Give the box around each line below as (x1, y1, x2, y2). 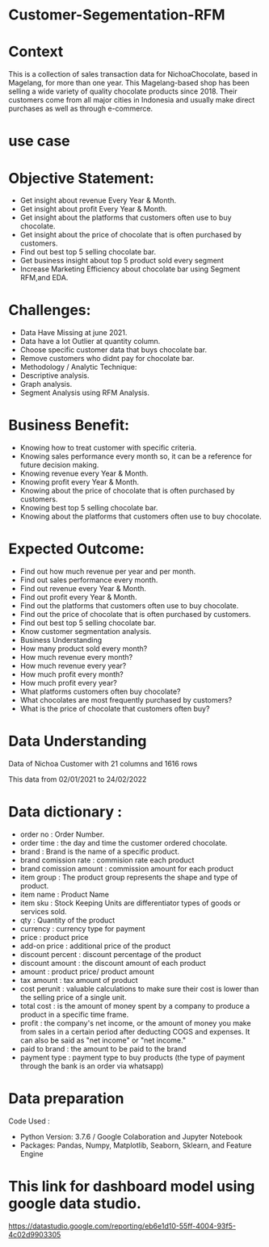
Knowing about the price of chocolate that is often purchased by (19, 486, 235, 496)
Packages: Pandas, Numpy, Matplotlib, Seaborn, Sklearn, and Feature (19, 1140, 252, 1150)
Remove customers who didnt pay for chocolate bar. (19, 354, 195, 363)
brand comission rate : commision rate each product (19, 854, 195, 865)
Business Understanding (19, 636, 103, 645)
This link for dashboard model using (8, 1178, 255, 1196)
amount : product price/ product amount (19, 967, 155, 976)
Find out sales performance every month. (19, 575, 158, 585)
